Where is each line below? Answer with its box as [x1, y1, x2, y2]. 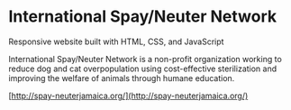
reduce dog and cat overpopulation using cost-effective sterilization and [8, 63, 277, 74]
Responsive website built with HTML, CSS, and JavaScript [8, 36, 224, 47]
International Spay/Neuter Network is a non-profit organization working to [8, 53, 283, 64]
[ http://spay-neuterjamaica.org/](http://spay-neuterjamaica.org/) [8, 90, 249, 101]
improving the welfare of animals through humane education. [8, 72, 235, 83]
